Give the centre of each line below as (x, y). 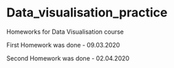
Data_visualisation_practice (87, 13)
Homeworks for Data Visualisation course (65, 32)
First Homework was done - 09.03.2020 (63, 45)
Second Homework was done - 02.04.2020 (68, 58)
